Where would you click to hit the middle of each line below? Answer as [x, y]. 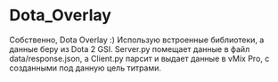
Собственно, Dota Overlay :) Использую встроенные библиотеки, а [137, 40]
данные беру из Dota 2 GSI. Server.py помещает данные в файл [130, 48]
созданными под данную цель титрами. [86, 68]
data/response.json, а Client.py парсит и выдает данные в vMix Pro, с [139, 58]
